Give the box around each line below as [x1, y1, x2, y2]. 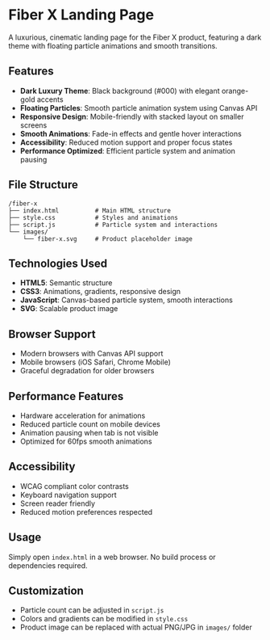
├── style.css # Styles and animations [8, 213, 179, 221]
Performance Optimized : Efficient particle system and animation [19, 145, 236, 155]
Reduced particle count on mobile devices [19, 419, 161, 429]
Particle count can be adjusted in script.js [19, 605, 164, 615]
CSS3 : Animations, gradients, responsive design [19, 287, 181, 297]
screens [19, 120, 48, 130]
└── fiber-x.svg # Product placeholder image [23, 234, 193, 243]
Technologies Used [8, 256, 107, 270]
